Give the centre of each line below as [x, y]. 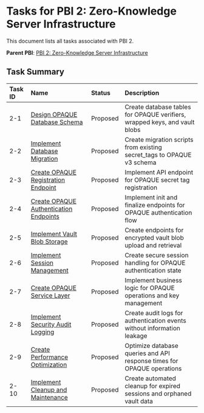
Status [100, 92]
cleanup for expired [152, 386]
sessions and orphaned [158, 394]
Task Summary [36, 72]
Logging [42, 331]
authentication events [155, 321]
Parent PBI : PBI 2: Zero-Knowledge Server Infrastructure [77, 52]
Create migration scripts [159, 139]
